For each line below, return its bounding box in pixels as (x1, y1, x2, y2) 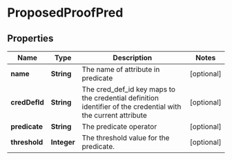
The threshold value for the (81, 133, 170, 143)
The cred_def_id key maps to (81, 85, 176, 94)
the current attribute (81, 111, 147, 120)
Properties (7, 33, 54, 44)
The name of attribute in (81, 64, 160, 74)
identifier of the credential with (81, 102, 182, 112)
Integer (50, 137, 76, 147)
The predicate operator (81, 122, 157, 131)
